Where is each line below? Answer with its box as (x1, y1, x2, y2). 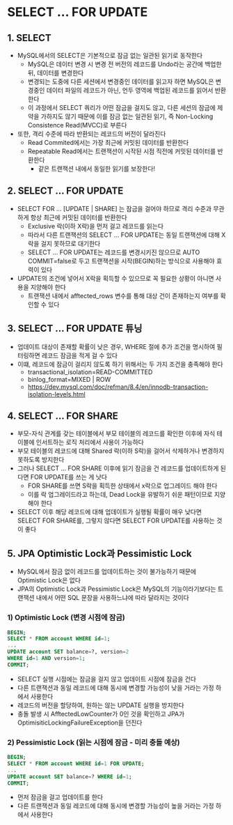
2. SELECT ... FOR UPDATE (7, 185, 124, 197)
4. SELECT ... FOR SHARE (7, 410, 118, 422)
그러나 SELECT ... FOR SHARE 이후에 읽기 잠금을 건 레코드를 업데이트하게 (17, 464, 219, 472)
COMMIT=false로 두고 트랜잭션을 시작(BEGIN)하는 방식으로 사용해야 (27, 256, 216, 265)
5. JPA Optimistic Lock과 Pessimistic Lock (7, 548, 193, 560)
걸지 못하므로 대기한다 (40, 239, 101, 247)
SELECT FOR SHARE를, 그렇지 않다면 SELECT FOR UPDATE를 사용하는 (17, 516, 216, 525)
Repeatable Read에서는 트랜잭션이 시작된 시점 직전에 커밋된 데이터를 (27, 147, 216, 155)
